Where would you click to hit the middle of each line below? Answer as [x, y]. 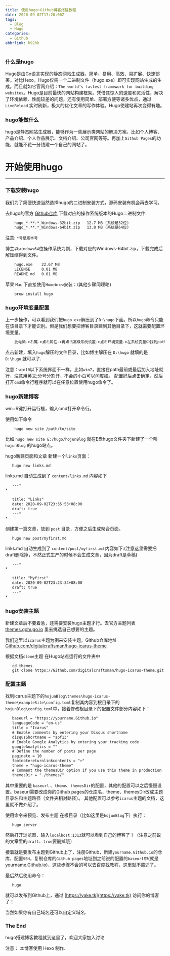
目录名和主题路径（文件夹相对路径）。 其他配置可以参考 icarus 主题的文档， [82, 798]
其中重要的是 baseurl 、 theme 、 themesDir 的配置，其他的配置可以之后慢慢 [81, 785]
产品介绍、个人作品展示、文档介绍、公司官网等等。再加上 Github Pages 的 [81, 138]
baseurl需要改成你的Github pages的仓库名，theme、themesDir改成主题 [89, 792]
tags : [11, 19]
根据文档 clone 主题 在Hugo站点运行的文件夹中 [53, 656]
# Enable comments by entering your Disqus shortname [70, 732]
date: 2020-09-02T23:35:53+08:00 [47, 504]
